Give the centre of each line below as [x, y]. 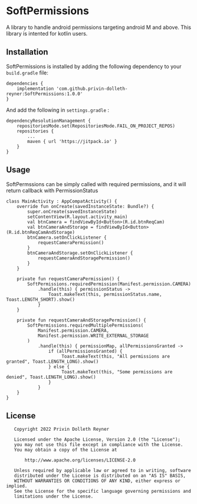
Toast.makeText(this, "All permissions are [116, 356]
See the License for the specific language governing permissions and [103, 492]
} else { [59, 367]
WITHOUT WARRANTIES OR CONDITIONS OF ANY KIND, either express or [97, 481]
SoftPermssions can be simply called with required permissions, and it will [96, 184]
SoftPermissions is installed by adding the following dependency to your [94, 66]
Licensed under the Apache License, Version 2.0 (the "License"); [97, 440]
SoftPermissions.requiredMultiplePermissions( [86, 325]
